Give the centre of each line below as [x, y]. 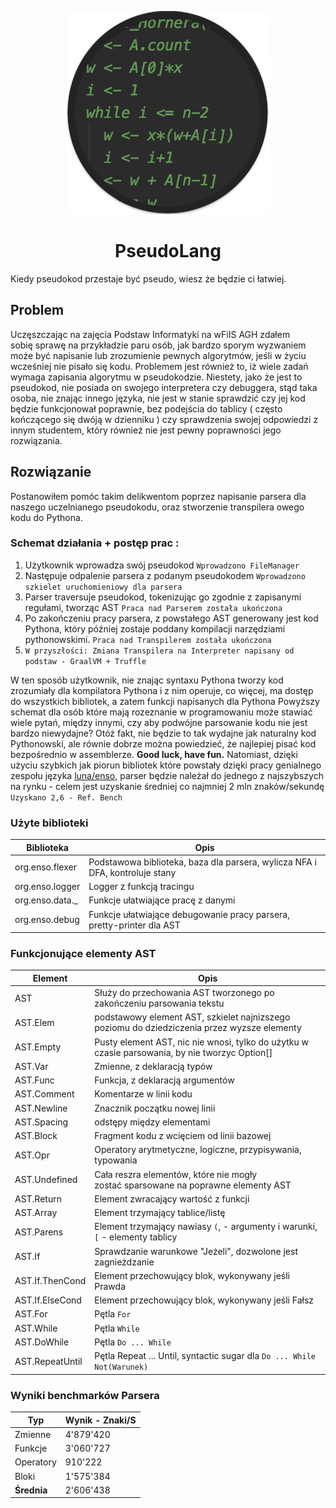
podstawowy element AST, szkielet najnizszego [192, 1017]
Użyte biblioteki [49, 823]
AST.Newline [41, 1108]
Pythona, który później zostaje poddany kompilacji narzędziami [155, 628]
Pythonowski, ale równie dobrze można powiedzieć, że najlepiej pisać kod [163, 743]
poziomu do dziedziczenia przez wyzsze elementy [198, 1028]
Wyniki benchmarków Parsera [85, 1395]
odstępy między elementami [152, 1122]
